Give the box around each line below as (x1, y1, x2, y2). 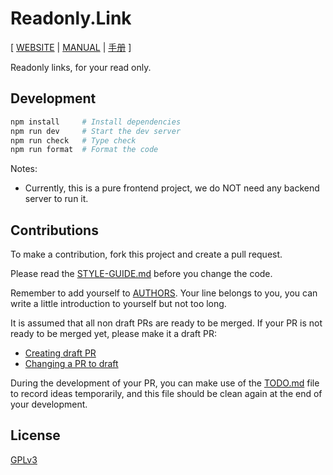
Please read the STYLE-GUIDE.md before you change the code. (10, 268, 273, 280)
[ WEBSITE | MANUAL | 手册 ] (10, 41, 132, 53)
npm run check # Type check (10, 135, 137, 146)
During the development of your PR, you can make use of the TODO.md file (10, 377, 320, 389)
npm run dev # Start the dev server (10, 126, 182, 136)
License (10, 427, 61, 444)
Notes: (10, 163, 38, 175)
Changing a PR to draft (24, 358, 119, 370)
